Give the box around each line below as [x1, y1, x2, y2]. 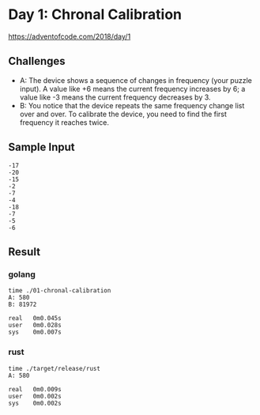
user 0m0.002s [8, 392, 62, 400]
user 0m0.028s [8, 322, 62, 330]
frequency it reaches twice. [19, 117, 109, 127]
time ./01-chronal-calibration [8, 287, 111, 295]
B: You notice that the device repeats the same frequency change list [19, 100, 245, 110]
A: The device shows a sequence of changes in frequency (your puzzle [19, 75, 253, 85]
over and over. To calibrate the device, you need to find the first [19, 109, 228, 119]
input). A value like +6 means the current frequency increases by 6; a [19, 84, 246, 93]
